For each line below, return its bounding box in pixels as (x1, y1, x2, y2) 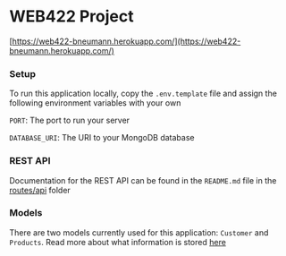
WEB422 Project (9, 6, 134, 27)
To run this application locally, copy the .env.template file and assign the (9, 88, 277, 99)
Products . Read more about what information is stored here (9, 236, 226, 247)
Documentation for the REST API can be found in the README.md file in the (9, 175, 277, 185)
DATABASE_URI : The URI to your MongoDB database (9, 132, 195, 143)
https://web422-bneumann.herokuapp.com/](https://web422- (12, 36, 241, 47)
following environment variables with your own (9, 98, 181, 108)
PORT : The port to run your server (9, 115, 130, 126)
